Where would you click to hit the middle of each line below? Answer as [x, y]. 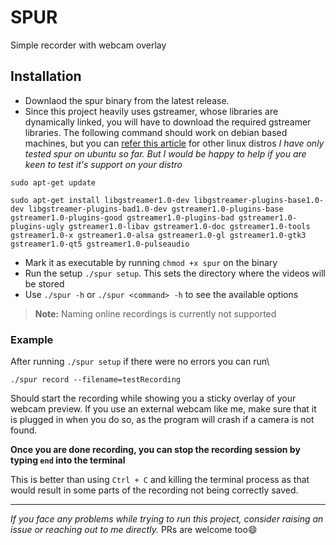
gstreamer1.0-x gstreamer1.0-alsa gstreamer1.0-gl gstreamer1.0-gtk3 [158, 235]
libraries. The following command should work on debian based [156, 132]
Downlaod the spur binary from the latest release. [127, 100]
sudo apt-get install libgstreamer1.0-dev [100, 200]
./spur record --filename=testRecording [96, 380]
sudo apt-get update [53, 182]
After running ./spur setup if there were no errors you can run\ [140, 362]
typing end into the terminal [68, 460]
